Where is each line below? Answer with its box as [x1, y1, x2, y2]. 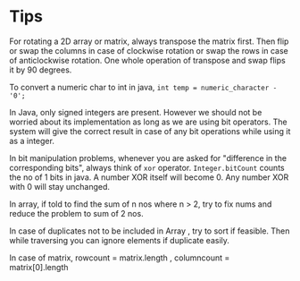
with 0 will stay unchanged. [9, 181, 110, 192]
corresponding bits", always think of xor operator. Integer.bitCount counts [9, 162, 285, 173]
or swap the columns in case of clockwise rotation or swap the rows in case [9, 45, 288, 55]
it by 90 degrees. [9, 64, 72, 75]
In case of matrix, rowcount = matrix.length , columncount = [9, 252, 230, 263]
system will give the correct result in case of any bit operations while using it [9, 125, 291, 136]
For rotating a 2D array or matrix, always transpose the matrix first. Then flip [9, 36, 289, 47]
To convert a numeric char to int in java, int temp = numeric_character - [9, 81, 278, 92]
